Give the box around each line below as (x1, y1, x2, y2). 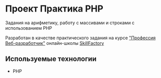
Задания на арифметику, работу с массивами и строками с (5, 20, 135, 26)
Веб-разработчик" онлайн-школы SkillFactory (5, 40, 104, 46)
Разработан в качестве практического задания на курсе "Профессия (5, 35, 156, 41)
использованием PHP (5, 25, 52, 31)
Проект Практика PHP (5, 3, 104, 15)
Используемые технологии (5, 55, 97, 63)
